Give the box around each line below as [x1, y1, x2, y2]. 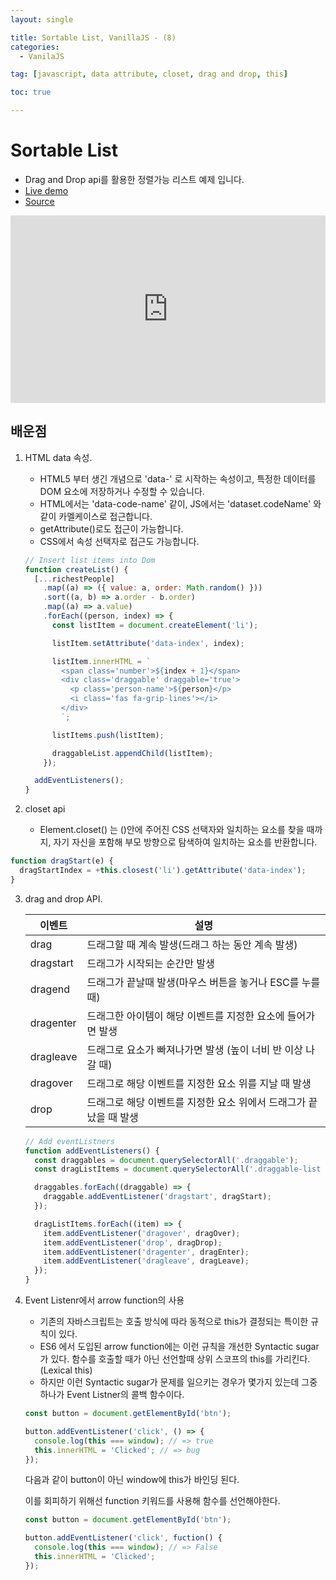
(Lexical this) [39, 1364, 93, 1376]
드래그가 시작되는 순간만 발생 [86, 956, 215, 970]
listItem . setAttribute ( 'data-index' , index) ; [51, 638, 245, 648]
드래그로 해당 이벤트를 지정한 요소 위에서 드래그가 [86, 1095, 307, 1109]
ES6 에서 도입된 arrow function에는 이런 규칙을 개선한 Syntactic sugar [39, 1341, 320, 1352]
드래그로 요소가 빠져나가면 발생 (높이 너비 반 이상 [86, 1042, 303, 1056]
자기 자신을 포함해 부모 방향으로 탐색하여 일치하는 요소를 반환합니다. [53, 836, 318, 848]
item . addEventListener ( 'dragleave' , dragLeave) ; [43, 1256, 250, 1266]
